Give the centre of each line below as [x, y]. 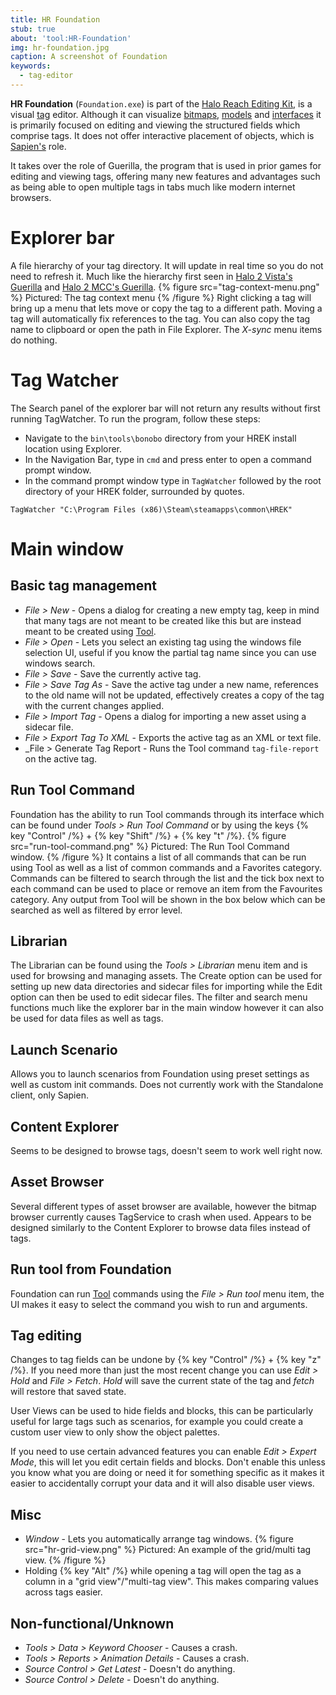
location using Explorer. [73, 448]
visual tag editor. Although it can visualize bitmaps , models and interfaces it [166, 114]
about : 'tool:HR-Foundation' [71, 38]
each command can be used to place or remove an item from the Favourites [166, 888]
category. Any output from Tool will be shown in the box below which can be [168, 899]
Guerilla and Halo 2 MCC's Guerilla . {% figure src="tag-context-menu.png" [165, 287]
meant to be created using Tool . [90, 631]
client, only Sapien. [49, 1095]
